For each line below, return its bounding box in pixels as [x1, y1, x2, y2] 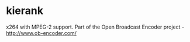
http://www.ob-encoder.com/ [6, 29, 77, 36]
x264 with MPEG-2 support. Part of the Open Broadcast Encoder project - [6, 23, 185, 30]
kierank [6, 4, 44, 17]
